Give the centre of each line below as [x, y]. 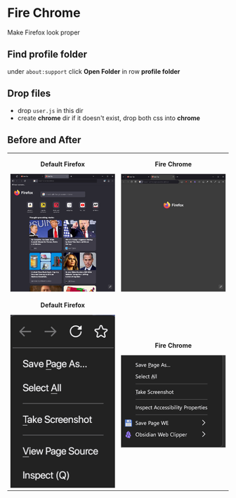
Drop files [29, 94]
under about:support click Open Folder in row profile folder [94, 71]
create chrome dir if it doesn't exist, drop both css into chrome [109, 118]
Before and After [44, 139]
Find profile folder [47, 54]
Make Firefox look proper [44, 32]
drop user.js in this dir [50, 110]
